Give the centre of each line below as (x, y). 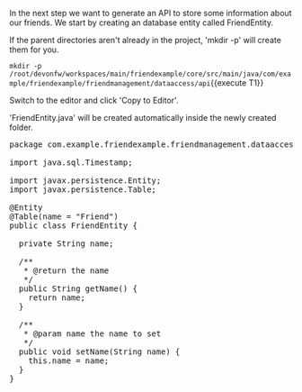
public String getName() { (78, 289)
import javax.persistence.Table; (83, 190)
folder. (21, 127)
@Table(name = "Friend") (64, 217)
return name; (57, 298)
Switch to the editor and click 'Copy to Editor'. (94, 100)
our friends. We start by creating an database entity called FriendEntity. (142, 23)
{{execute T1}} (237, 83)
